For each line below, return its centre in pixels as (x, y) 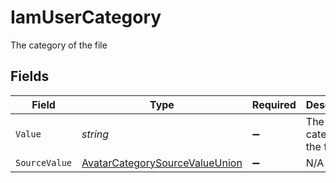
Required (274, 104)
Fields (30, 76)
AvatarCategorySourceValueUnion (162, 163)
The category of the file (59, 45)
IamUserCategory (86, 17)
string (95, 134)
